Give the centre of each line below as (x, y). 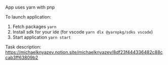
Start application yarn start (42, 37)
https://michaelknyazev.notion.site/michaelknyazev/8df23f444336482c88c (84, 52)
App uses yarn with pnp (30, 7)
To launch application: (28, 17)
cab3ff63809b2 (22, 57)
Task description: (23, 47)
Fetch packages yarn (34, 26)
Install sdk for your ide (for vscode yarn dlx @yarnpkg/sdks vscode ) (83, 32)
